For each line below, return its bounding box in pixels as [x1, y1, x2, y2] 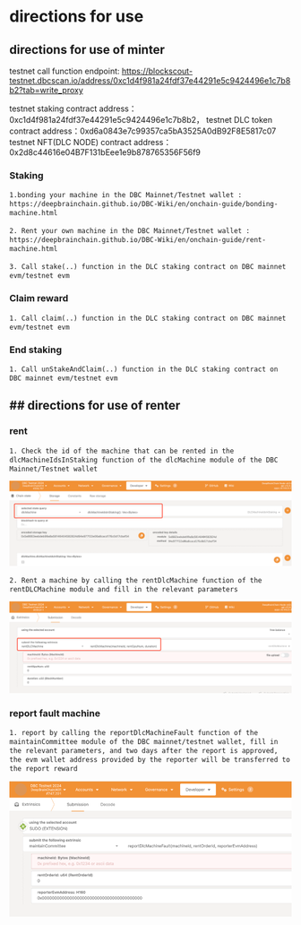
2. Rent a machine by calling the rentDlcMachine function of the [9, 576, 262, 585]
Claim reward [9, 292, 69, 305]
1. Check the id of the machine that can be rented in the [9, 446, 235, 455]
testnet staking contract [9, 103, 98, 114]
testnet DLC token [205, 115, 273, 125]
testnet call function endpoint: [9, 65, 120, 76]
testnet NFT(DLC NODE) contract [9, 137, 133, 147]
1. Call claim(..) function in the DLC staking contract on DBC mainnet [9, 314, 287, 323]
